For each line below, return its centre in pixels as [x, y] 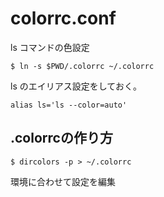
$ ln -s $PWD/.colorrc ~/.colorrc [82, 66]
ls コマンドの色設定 [50, 47]
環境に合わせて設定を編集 [63, 181]
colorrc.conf [63, 18]
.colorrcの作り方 [61, 138]
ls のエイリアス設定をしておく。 [76, 86]
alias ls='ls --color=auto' [69, 105]
